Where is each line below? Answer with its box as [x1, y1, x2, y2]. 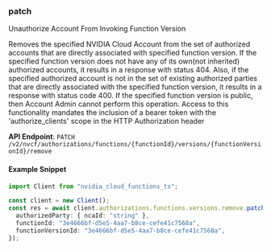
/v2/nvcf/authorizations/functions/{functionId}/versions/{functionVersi [8, 141, 262, 149]
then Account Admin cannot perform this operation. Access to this [8, 99, 229, 109]
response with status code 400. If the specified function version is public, [8, 91, 253, 100]
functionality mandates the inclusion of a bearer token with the [8, 108, 216, 117]
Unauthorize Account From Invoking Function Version [8, 24, 186, 34]
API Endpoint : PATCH [8, 132, 75, 141]
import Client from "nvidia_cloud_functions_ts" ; [8, 182, 179, 191]
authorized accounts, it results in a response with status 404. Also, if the [8, 65, 249, 75]
